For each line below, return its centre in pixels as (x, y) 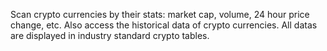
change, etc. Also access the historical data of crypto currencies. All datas (164, 25)
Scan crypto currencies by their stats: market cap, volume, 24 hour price (160, 14)
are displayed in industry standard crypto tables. (110, 35)
